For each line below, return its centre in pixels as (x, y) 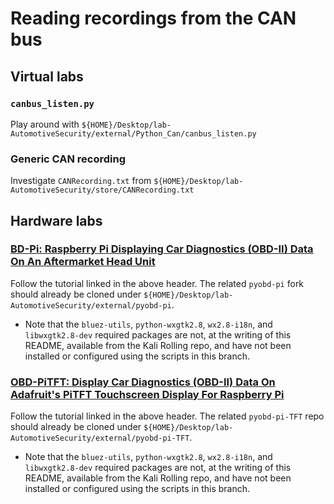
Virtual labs (47, 76)
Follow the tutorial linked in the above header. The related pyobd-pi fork (157, 283)
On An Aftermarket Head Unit (83, 262)
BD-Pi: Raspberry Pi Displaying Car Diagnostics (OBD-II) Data (162, 249)
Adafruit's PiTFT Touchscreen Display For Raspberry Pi (147, 394)
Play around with (45, 124)
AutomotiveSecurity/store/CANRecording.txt (102, 190)
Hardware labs (56, 220)
